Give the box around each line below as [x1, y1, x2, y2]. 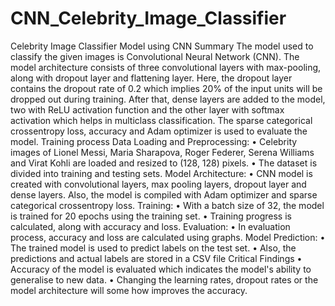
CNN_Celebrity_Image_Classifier [10, 7, 287, 30]
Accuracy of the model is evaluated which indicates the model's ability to [10, 263, 312, 275]
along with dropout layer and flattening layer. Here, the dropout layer [10, 72, 293, 84]
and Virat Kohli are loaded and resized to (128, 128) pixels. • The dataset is [10, 157, 318, 169]
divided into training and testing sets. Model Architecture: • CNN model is [10, 167, 313, 179]
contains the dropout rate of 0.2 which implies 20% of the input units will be [10, 82, 323, 94]
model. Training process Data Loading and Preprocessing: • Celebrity [10, 135, 298, 147]
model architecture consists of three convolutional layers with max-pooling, [10, 61, 322, 73]
